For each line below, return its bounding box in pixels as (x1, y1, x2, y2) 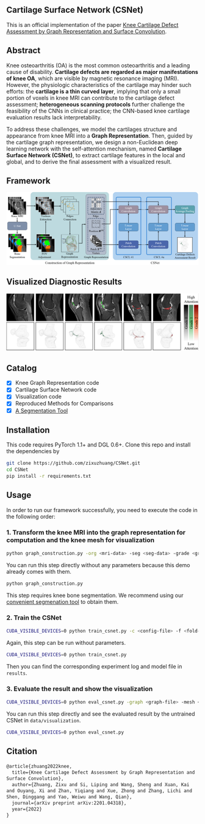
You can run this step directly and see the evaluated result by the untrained (6, 710, 195, 718)
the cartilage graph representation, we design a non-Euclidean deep (6, 138, 178, 146)
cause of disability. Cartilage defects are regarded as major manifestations (6, 68, 198, 75)
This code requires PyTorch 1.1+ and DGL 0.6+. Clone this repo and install (6, 441, 191, 448)
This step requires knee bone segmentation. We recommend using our (6, 592, 184, 599)
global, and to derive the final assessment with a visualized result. (6, 158, 172, 165)
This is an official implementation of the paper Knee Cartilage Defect (6, 21, 179, 28)
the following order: (6, 513, 56, 520)
